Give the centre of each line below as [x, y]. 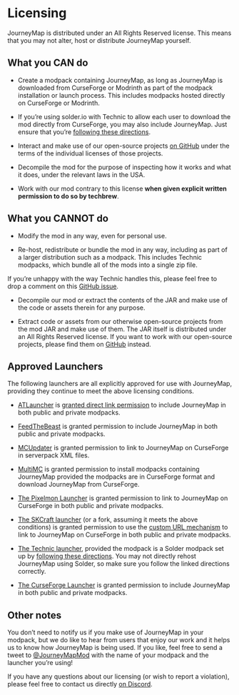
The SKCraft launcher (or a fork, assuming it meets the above [108, 519]
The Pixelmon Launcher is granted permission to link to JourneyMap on [123, 498]
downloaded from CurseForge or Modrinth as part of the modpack [115, 88]
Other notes [35, 615]
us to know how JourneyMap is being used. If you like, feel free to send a [115, 648]
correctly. [32, 572]
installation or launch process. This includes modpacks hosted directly [121, 95]
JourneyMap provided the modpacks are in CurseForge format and [116, 477]
